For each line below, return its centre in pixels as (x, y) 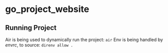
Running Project (31, 28)
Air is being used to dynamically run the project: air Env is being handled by (84, 39)
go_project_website (47, 9)
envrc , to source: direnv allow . (39, 45)
